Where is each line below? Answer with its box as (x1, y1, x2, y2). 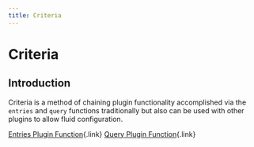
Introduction (8, 76, 71, 90)
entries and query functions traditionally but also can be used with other (8, 105, 245, 115)
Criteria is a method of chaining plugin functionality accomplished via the (8, 97, 247, 107)
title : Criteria (8, 11, 62, 20)
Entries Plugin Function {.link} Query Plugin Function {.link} (8, 129, 196, 138)
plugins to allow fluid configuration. (8, 114, 123, 123)
